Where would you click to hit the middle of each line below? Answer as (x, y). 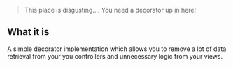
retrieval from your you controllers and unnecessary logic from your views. (115, 56)
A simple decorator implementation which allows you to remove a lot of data (117, 49)
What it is (28, 32)
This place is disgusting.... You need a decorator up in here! (110, 10)
